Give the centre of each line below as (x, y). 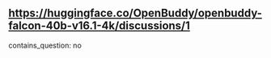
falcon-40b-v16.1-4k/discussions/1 (99, 26)
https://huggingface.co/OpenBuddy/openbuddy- (135, 13)
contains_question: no (45, 45)
